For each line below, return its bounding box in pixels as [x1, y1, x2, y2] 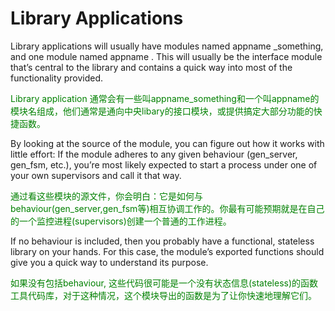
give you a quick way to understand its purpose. [10, 256, 209, 268]
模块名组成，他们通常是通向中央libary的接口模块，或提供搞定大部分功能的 [10, 105, 314, 117]
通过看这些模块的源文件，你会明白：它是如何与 [10, 190, 203, 202]
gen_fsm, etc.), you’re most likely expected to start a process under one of [10, 158, 318, 171]
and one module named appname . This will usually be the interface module [10, 50, 323, 62]
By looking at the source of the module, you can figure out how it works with [10, 137, 325, 149]
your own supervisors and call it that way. [10, 169, 182, 181]
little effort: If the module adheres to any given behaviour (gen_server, [10, 148, 298, 160]
